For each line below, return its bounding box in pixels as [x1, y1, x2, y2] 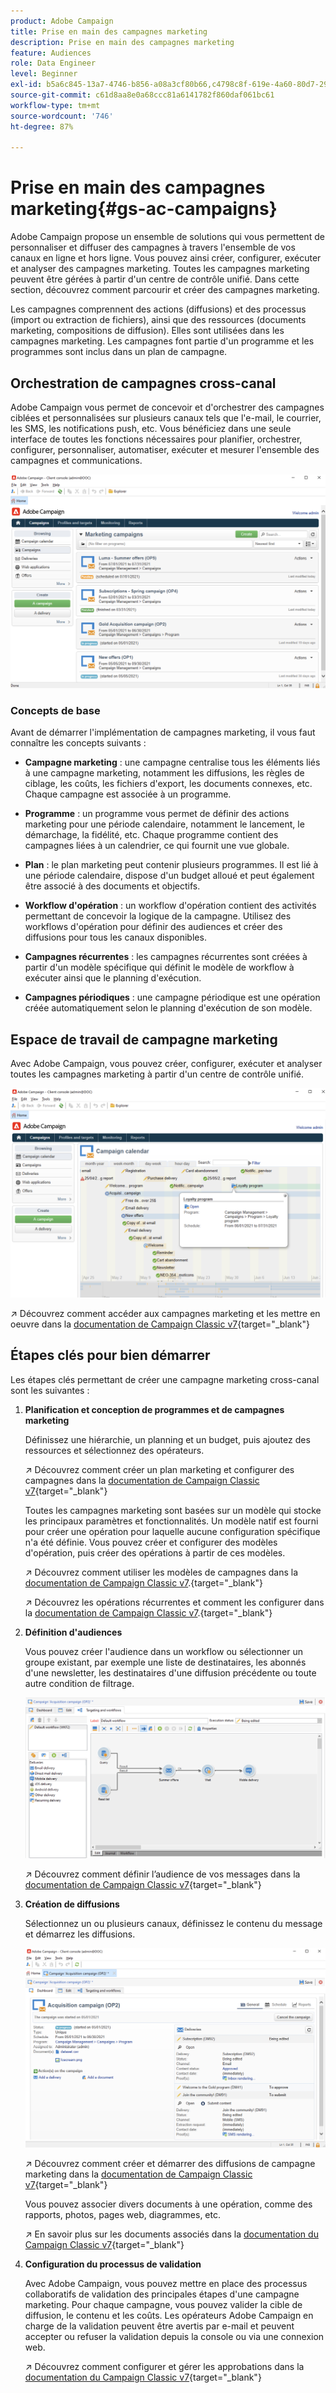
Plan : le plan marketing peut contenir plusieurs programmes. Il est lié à [24, 859, 319, 871]
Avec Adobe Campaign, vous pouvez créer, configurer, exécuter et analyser [10, 1058, 323, 1070]
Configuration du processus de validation [24, 2258, 202, 2270]
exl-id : [10, 80, 43, 90]
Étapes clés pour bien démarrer [10, 1347, 211, 1364]
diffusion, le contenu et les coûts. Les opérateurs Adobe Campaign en [24, 2310, 314, 2322]
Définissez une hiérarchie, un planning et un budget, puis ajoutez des [24, 1433, 311, 1445]
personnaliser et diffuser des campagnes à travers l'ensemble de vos [10, 241, 296, 254]
